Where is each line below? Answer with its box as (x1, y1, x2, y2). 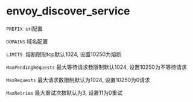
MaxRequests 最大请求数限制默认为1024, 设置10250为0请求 (6, 76, 151, 83)
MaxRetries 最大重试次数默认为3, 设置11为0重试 (6, 89, 123, 96)
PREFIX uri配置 (6, 25, 43, 32)
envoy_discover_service (6, 4, 131, 18)
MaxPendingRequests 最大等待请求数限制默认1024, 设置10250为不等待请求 (6, 63, 187, 71)
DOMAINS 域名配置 (6, 37, 48, 45)
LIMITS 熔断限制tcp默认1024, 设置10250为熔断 (6, 50, 122, 58)
